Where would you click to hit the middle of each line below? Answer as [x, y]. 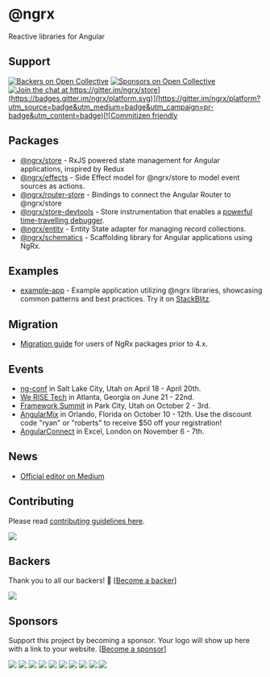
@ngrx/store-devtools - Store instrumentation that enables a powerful [136, 211]
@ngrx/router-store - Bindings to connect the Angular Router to [125, 194]
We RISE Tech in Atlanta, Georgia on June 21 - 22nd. [107, 397]
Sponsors [33, 621]
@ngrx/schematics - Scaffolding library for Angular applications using [136, 237]
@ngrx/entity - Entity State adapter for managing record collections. [133, 228]
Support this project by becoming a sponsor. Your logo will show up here [129, 641]
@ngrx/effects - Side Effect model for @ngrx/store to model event [130, 177]
